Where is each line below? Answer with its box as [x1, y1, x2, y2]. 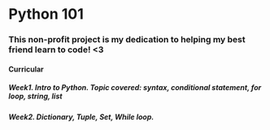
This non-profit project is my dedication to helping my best [8, 34, 246, 45]
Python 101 [8, 5, 84, 24]
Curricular [8, 64, 45, 74]
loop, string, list [8, 91, 63, 102]
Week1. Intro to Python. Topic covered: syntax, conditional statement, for [8, 83, 262, 93]
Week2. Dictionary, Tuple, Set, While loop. [8, 111, 155, 122]
